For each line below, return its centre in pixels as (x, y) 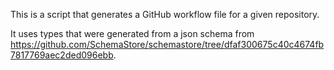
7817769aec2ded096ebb (62, 55)
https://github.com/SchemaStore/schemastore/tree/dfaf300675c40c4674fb (167, 44)
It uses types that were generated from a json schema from (132, 33)
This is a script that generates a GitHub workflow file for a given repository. (165, 14)
